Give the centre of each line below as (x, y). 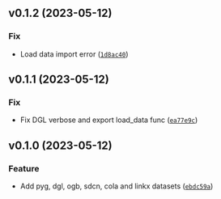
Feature (24, 168)
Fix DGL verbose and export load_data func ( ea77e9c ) (109, 120)
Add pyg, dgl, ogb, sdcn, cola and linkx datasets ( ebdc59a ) (117, 186)
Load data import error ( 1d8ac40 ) (74, 54)
